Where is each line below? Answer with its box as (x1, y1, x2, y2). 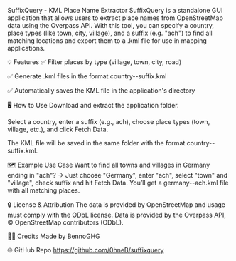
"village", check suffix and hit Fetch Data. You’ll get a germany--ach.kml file (7, 178, 229, 187)
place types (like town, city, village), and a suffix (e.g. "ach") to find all (7, 29, 213, 37)
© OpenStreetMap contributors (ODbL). (7, 218, 124, 227)
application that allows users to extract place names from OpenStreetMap (7, 14, 224, 22)
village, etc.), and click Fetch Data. (7, 125, 109, 133)
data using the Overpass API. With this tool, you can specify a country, (7, 21, 215, 29)
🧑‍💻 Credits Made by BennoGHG (7, 232, 101, 240)
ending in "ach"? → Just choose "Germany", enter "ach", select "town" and (7, 171, 227, 179)
